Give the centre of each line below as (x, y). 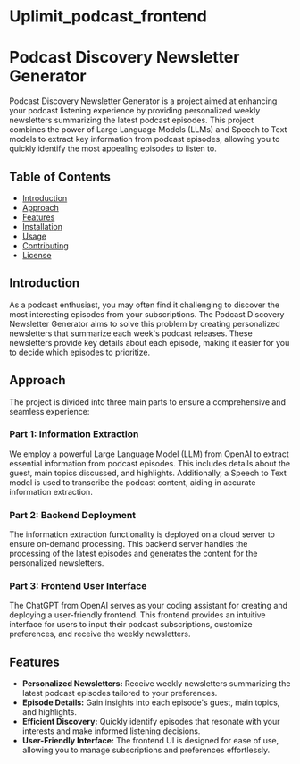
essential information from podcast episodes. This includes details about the (150, 463)
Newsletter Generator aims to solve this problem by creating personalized (145, 323)
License (37, 255)
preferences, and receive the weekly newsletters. (100, 634)
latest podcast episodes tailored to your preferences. (120, 693)
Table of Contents (60, 176)
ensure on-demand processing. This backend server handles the (129, 544)
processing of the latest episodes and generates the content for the (133, 554)
